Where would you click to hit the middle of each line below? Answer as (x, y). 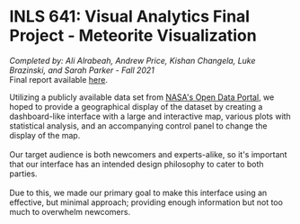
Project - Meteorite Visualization (133, 36)
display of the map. (45, 135)
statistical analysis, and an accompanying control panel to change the (138, 125)
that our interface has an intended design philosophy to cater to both (137, 164)
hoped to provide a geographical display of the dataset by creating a (136, 106)
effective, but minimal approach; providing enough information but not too (146, 202)
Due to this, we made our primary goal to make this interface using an (138, 193)
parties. (23, 174)
